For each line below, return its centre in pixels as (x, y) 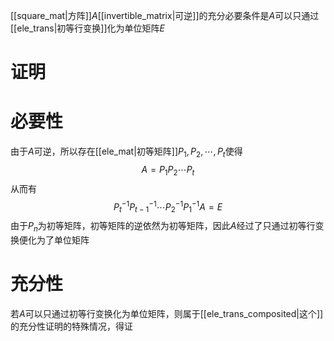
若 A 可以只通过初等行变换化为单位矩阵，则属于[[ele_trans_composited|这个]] (167, 313)
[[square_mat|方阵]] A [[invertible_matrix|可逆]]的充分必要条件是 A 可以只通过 (165, 15)
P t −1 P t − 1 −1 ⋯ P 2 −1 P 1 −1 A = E (168, 207)
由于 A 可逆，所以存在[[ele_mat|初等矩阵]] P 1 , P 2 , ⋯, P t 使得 (126, 152)
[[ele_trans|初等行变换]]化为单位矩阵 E (87, 28)
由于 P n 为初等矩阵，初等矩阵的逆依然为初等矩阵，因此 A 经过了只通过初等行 (163, 227)
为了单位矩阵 (63, 240)
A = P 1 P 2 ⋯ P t (168, 170)
